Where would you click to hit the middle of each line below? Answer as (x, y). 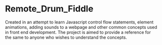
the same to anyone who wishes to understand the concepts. (66, 37)
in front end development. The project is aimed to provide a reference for (78, 32)
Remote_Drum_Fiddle (49, 9)
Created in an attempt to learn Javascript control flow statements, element (79, 22)
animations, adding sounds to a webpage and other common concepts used (81, 27)
